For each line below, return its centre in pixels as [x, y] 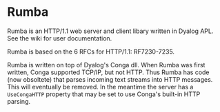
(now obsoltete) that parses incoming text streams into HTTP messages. [110, 79]
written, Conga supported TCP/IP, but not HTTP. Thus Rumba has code [108, 72]
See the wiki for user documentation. [60, 38]
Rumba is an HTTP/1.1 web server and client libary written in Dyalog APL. [110, 31]
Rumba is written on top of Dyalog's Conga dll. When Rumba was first [106, 65]
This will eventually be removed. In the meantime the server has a [100, 87]
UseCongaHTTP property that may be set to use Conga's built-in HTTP [104, 94]
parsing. [19, 101]
